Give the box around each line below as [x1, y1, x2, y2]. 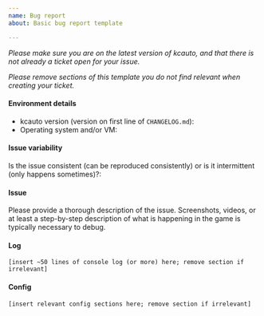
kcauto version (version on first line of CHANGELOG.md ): [19, 117, 195, 126]
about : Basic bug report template [8, 19, 124, 27]
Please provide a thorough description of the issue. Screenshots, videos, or [8, 205, 257, 215]
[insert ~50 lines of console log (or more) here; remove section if [8, 259, 245, 267]
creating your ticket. [8, 81, 75, 90]
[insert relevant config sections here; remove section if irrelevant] [8, 300, 251, 308]
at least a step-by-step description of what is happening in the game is [8, 214, 241, 223]
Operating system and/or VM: [19, 124, 118, 134]
